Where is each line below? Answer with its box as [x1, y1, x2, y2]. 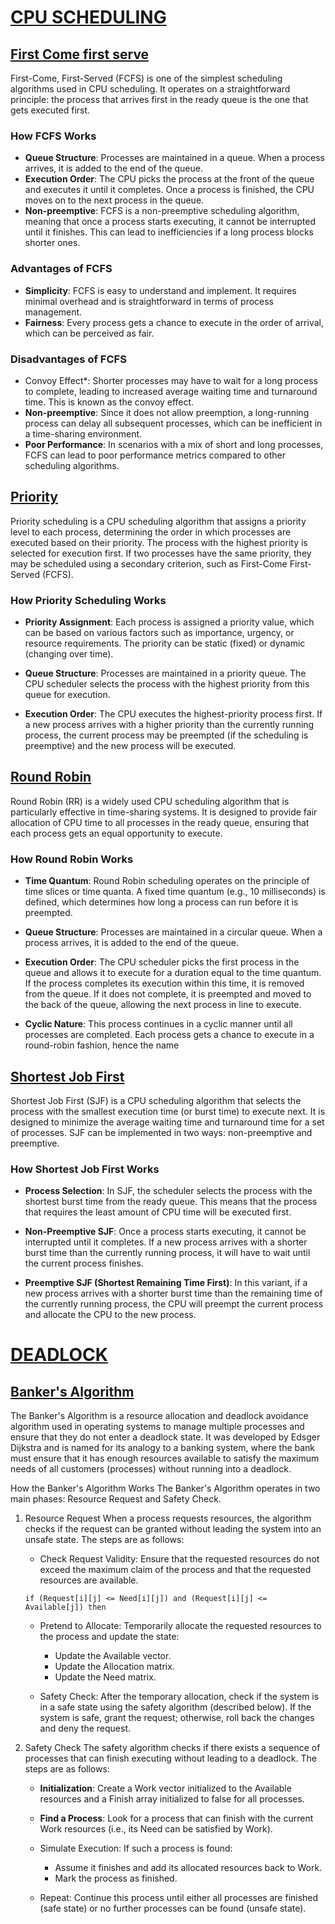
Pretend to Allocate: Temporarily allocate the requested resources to [39, 1620, 322, 1632]
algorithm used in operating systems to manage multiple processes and [10, 1421, 305, 1433]
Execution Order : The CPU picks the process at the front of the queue [24, 173, 315, 185]
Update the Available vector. [54, 1650, 172, 1662]
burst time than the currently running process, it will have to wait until [24, 1247, 311, 1259]
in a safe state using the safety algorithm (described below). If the [39, 1701, 312, 1713]
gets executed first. [10, 104, 91, 116]
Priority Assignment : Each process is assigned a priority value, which [24, 616, 315, 628]
